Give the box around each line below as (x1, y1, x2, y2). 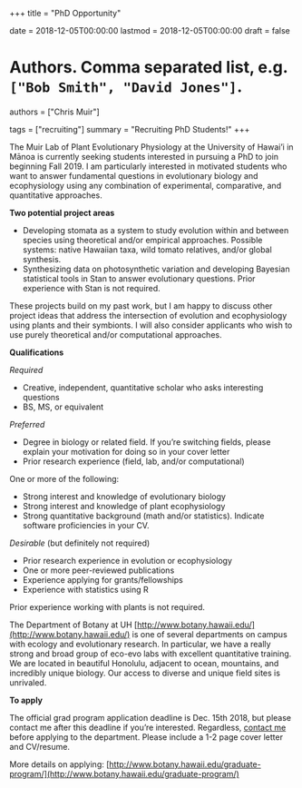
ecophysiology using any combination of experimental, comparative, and (9, 180, 282, 191)
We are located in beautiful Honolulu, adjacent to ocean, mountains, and (9, 657, 279, 668)
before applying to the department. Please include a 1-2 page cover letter (9, 731, 284, 743)
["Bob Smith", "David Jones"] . (9, 76, 243, 97)
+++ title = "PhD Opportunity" (9, 8, 122, 18)
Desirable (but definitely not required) (9, 537, 151, 548)
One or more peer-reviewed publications (22, 565, 175, 576)
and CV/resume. (9, 741, 71, 752)
